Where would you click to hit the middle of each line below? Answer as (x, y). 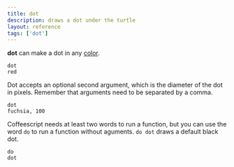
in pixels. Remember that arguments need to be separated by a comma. (110, 92)
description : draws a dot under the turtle (72, 20)
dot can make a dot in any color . (53, 53)
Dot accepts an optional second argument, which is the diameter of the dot (115, 85)
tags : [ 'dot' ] (28, 33)
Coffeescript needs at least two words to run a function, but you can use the (117, 124)
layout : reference (34, 27)
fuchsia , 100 (26, 111)
